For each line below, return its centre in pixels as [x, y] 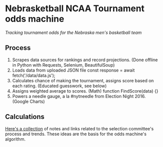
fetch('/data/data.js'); [34, 75]
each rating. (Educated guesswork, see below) [59, 86]
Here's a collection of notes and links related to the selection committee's [79, 128]
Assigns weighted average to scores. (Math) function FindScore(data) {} [85, 91]
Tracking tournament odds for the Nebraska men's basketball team [73, 32]
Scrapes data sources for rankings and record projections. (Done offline [85, 60]
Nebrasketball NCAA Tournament [75, 9]
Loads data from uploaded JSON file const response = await [73, 70]
